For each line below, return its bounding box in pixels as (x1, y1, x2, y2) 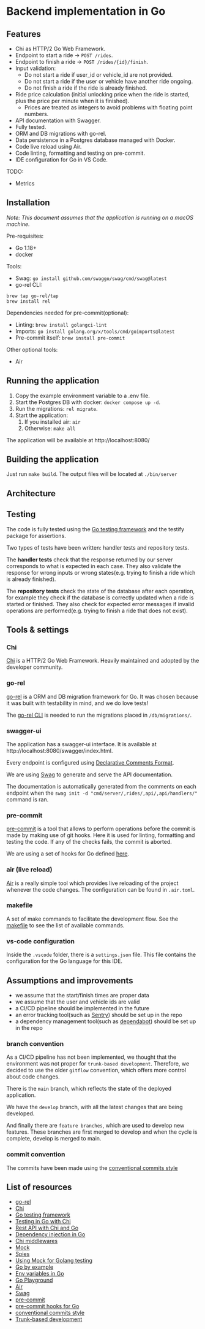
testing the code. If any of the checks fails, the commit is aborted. (6, 838, 173, 846)
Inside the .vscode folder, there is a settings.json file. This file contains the (6, 951, 196, 959)
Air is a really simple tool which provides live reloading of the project (6, 879, 179, 887)
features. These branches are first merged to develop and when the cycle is (6, 1128, 198, 1136)
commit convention (6, 1150, 65, 1159)
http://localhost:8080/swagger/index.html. (6, 747, 113, 754)
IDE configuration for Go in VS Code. (15, 156, 108, 163)
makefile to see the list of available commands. (6, 921, 125, 929)
